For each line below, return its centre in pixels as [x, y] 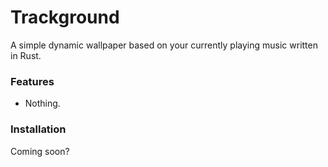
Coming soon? [40, 151]
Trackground [65, 17]
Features [32, 81]
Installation [38, 129]
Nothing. [42, 103]
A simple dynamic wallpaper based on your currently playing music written [164, 45]
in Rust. [26, 55]
